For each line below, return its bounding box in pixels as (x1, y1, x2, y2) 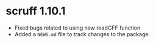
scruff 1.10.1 (5, 4, 66, 18)
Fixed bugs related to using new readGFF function (14, 24, 141, 31)
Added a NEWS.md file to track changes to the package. (14, 30, 151, 37)
